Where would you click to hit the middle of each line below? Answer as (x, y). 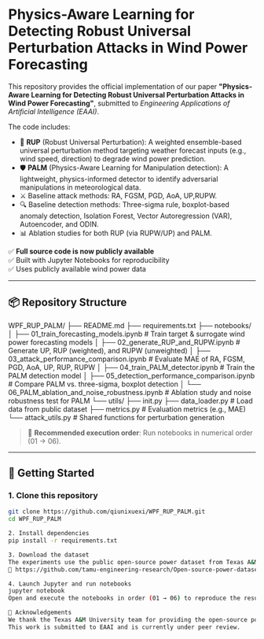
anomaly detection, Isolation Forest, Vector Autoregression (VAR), (126, 216)
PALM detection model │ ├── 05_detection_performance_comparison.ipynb (132, 375)
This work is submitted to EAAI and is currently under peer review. (125, 627)
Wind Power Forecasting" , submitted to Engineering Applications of (119, 103)
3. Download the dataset (49, 555)
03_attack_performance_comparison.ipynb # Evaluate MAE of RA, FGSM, (126, 359)
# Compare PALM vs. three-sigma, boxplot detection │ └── (105, 384)
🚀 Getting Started (51, 473)
